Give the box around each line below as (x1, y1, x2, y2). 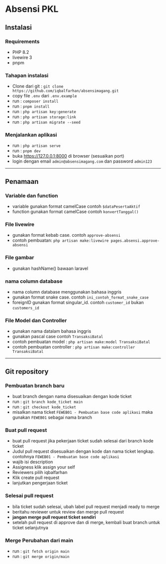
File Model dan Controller (5, 317, 67, 324)
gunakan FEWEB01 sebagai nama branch (12, 414, 92, 421)
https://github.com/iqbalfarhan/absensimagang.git (12, 88, 119, 93)
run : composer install (12, 98, 59, 104)
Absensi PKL (5, 3, 59, 15)
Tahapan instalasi (5, 72, 48, 79)
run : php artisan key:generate (12, 109, 77, 115)
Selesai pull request (5, 492, 54, 499)
